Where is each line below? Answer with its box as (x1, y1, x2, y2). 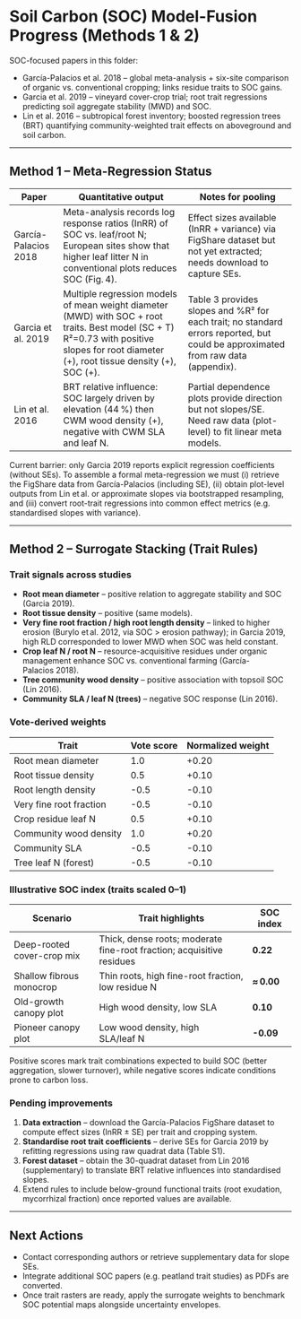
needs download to (187, 256, 269, 268)
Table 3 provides (187, 293, 259, 306)
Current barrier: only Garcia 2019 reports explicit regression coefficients (9, 459, 275, 470)
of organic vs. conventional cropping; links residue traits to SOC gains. (21, 82, 283, 92)
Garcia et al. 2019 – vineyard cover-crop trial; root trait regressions (21, 91, 268, 102)
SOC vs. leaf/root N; (62, 228, 147, 240)
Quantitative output (78, 190, 164, 203)
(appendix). (187, 360, 237, 373)
